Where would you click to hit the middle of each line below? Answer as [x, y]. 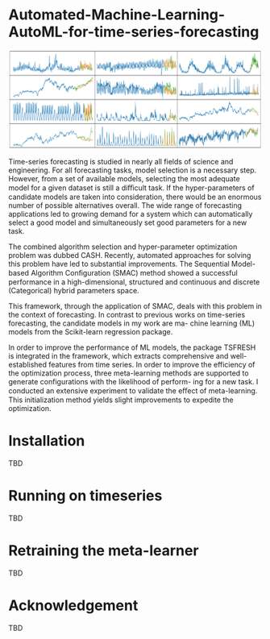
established [27, 365]
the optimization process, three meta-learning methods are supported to [129, 373]
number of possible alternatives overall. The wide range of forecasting [125, 205]
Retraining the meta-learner [104, 551]
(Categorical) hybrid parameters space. [74, 291]
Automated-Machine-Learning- [117, 15]
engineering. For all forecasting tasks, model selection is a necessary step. [133, 170]
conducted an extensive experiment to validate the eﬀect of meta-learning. [133, 391]
